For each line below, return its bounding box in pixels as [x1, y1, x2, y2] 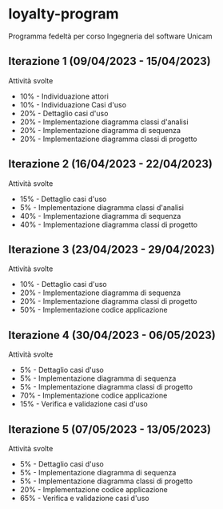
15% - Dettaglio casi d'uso [19, 194, 107, 204]
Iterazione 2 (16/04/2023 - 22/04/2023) [8, 157, 213, 171]
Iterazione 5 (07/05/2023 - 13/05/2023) [8, 422, 212, 436]
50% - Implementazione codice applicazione [19, 305, 168, 315]
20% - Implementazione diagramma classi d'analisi [19, 117, 189, 127]
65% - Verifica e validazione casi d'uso [19, 494, 149, 503]
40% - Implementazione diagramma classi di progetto [19, 220, 198, 229]
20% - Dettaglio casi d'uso [19, 108, 109, 118]
